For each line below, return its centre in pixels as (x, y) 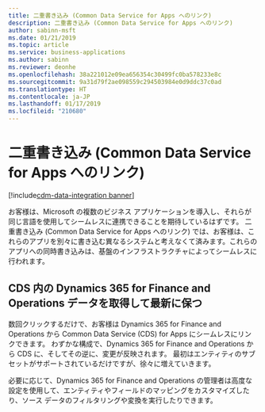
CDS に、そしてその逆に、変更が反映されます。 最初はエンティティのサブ (136, 353)
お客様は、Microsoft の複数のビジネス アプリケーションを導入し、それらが (130, 212)
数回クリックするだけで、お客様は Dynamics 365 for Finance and (115, 324)
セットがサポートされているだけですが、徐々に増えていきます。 (112, 363)
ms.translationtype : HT (48, 89)
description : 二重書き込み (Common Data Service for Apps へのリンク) (121, 23)
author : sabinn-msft (42, 30)
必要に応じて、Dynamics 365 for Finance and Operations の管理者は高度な (130, 380)
